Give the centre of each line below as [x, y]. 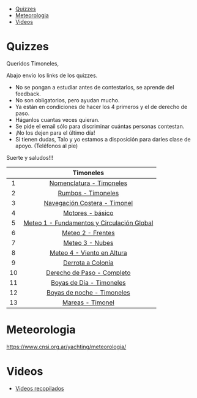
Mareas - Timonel [88, 302]
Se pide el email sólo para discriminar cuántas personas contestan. [100, 126]
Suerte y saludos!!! [30, 157]
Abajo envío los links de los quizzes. [52, 75]
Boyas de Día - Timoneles [88, 282]
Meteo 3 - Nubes [88, 242]
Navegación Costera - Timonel [88, 203]
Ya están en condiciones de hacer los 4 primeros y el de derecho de [101, 107]
